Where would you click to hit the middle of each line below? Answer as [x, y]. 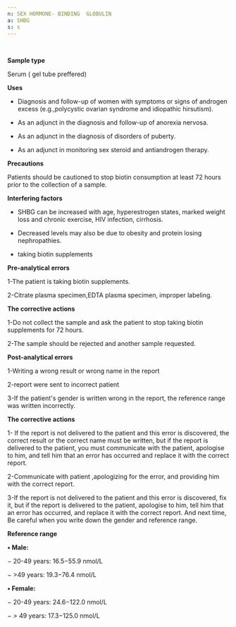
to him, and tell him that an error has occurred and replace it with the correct [118, 456]
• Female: [21, 588]
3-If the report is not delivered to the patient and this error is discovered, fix [117, 498]
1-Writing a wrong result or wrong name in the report [83, 371]
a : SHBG [19, 20]
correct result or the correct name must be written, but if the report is [108, 440]
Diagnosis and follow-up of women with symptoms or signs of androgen [122, 101]
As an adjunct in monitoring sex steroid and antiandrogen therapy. [113, 150]
